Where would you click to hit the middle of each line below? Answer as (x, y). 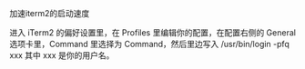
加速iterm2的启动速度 (50, 13)
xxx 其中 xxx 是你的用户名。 (62, 55)
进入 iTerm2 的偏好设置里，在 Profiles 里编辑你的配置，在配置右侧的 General (152, 33)
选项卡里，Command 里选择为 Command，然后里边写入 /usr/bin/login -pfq (149, 44)
